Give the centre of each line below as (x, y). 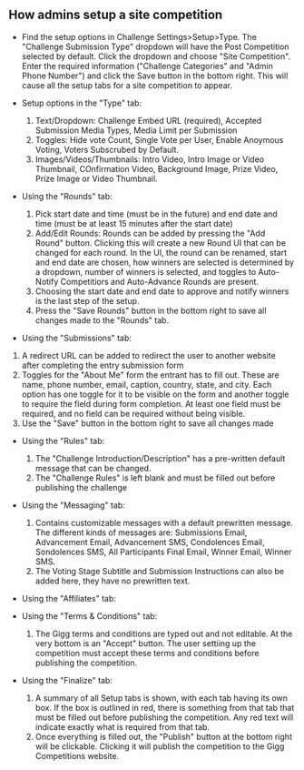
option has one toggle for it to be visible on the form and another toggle (155, 394)
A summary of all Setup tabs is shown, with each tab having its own (161, 698)
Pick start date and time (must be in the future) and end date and (156, 214)
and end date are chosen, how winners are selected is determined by (165, 262)
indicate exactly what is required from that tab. (123, 726)
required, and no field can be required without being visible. (133, 413)
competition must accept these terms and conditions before (147, 653)
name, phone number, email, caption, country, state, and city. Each (147, 384)
